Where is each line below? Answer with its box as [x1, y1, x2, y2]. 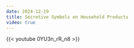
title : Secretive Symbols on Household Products [6, 14, 129, 20]
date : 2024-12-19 [6, 8, 49, 15]
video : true [6, 19, 36, 25]
